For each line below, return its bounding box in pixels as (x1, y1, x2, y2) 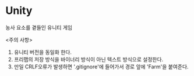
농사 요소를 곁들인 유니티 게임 (5, 24, 73, 31)
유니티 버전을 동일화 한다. (13, 48, 72, 56)
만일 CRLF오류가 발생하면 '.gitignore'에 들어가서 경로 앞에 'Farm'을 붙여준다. (13, 63, 189, 70)
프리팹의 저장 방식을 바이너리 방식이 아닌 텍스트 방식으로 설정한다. (13, 56, 164, 63)
